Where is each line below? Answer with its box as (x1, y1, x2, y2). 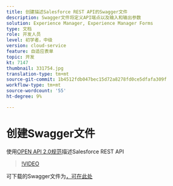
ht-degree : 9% (6, 93, 42, 99)
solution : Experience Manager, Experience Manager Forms (6, 20, 154, 26)
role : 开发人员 (6, 32, 41, 38)
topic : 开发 (6, 54, 35, 60)
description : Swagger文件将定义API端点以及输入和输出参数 (6, 15, 141, 21)
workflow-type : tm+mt (6, 82, 61, 88)
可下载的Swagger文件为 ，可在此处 (6, 172, 93, 179)
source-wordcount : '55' (6, 88, 67, 94)
